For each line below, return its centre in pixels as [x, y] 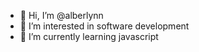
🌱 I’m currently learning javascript [89, 36]
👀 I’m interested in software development [104, 26]
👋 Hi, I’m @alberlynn [61, 15]
